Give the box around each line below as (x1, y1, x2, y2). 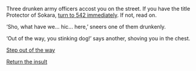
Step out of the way (6, 46, 56, 54)
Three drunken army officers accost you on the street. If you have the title (6, 5, 191, 12)
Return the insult (6, 58, 47, 65)
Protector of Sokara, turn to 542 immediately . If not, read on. (6, 11, 157, 19)
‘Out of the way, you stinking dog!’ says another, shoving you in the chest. (6, 35, 191, 42)
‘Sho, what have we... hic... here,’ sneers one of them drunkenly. (6, 23, 166, 30)
